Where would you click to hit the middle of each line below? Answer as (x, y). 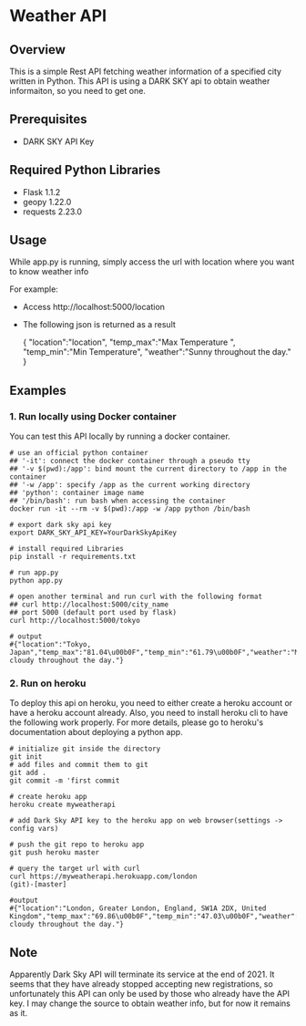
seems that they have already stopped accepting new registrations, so (141, 984)
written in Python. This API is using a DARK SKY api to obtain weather (140, 81)
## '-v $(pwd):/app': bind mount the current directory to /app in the (148, 469)
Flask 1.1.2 (41, 192)
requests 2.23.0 (52, 212)
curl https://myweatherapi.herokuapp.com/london (103, 876)
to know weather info (49, 272)
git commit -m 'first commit (65, 781)
